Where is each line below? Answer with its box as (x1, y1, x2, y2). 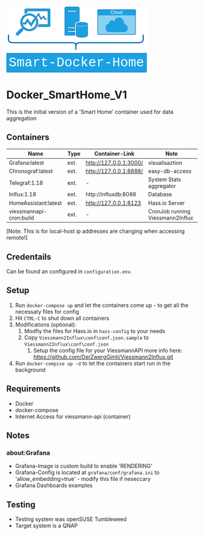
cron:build (8, 214, 35, 221)
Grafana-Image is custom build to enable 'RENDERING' (15, 463, 153, 470)
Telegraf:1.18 (8, 179, 44, 186)
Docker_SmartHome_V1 (6, 88, 127, 102)
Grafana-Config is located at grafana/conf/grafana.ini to (15, 469, 160, 476)
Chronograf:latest (8, 167, 53, 174)
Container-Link (93, 150, 135, 157)
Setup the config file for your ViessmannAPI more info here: (33, 347, 183, 354)
